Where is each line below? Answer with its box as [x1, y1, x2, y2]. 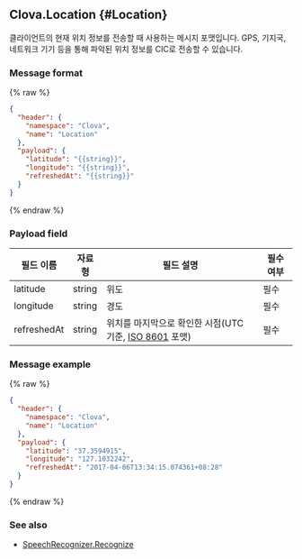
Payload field [9, 227, 68, 240]
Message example [9, 358, 92, 371]
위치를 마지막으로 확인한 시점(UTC [106, 317, 244, 330]
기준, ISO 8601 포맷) [106, 331, 191, 344]
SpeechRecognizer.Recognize [22, 539, 134, 550]
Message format [9, 67, 84, 79]
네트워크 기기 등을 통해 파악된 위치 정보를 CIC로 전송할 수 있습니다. [9, 43, 244, 54]
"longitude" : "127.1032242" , [25, 454, 135, 463]
